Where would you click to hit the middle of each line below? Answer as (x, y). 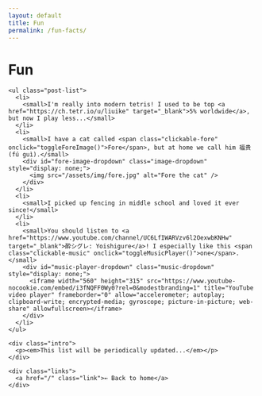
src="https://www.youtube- (191, 281)
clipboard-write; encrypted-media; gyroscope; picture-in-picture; (122, 302)
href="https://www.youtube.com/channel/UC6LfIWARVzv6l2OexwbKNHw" (120, 238)
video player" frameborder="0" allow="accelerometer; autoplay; (117, 295)
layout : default (35, 15)
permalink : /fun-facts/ (48, 30)
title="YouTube (229, 288)
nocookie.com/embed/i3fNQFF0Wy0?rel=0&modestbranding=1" (104, 288)
